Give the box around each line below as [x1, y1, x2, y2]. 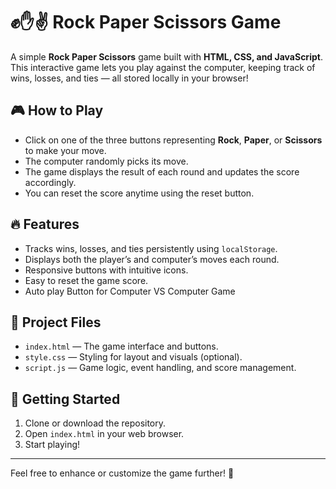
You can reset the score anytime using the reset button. [24, 187, 255, 199]
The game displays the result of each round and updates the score [24, 165, 300, 178]
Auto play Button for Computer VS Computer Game [24, 285, 236, 297]
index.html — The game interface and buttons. [24, 340, 219, 353]
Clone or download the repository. [24, 417, 167, 429]
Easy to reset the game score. [24, 274, 149, 286]
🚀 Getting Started [10, 390, 121, 408]
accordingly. [24, 176, 77, 188]
